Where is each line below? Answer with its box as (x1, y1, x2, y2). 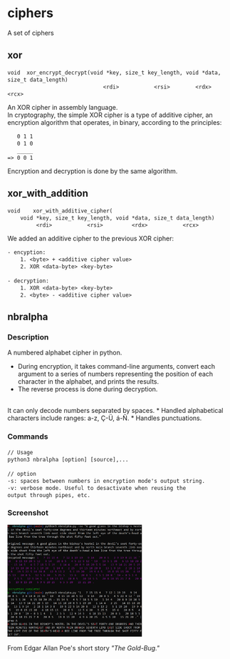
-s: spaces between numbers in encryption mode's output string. (7, 477, 205, 484)
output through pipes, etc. (7, 491, 91, 499)
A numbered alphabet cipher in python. (7, 348, 122, 357)
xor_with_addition (7, 188, 89, 200)
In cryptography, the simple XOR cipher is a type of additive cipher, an (7, 111, 214, 119)
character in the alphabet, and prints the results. (17, 377, 160, 386)
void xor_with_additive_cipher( (7, 207, 113, 215)
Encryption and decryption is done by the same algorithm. (7, 166, 178, 175)
